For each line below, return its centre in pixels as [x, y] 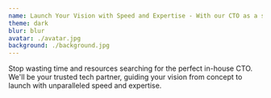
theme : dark [28, 23]
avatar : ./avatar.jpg [45, 38]
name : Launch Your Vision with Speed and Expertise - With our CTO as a [133, 16]
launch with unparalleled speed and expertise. [85, 86]
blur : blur [27, 31]
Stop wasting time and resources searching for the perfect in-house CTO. [131, 68]
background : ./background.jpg [59, 46]
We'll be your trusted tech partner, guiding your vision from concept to [125, 77]
